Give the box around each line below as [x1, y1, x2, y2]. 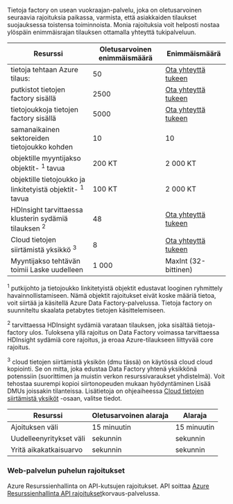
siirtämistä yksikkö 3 [10, 243, 77, 255]
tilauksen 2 [10, 222, 46, 233]
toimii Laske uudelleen [10, 265, 84, 275]
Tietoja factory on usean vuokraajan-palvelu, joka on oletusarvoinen [7, 6, 202, 14]
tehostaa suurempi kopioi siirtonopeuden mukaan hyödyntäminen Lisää [7, 380, 212, 388]
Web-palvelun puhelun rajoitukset [7, 466, 125, 476]
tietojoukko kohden [10, 142, 74, 151]
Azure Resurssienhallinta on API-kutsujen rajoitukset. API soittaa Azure [7, 482, 209, 490]
